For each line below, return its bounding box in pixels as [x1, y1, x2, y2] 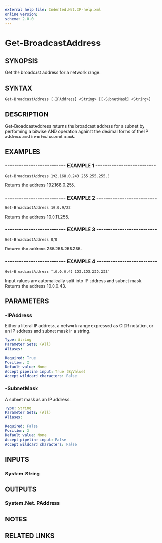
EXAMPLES [5, 148, 40, 156]
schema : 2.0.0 [5, 16, 34, 21]
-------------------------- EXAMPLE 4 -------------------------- [5, 258, 157, 265]
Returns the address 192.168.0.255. [5, 182, 75, 188]
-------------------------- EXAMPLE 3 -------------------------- [5, 226, 157, 233]
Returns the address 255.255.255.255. [5, 246, 82, 252]
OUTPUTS [5, 485, 36, 494]
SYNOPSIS [5, 57, 38, 65]
